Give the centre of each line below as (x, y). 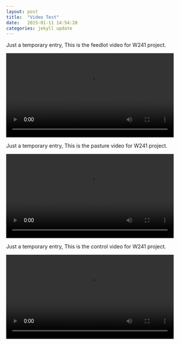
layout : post (22, 12)
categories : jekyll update (39, 28)
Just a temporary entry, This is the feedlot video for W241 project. (86, 45)
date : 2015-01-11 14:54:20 (42, 23)
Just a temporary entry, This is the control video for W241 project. (86, 246)
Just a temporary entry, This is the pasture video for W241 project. (87, 146)
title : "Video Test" (33, 17)
